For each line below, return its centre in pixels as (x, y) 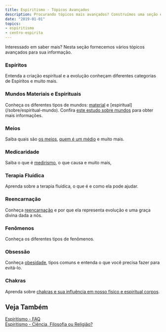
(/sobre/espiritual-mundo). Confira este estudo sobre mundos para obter (79, 110)
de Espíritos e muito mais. (31, 81)
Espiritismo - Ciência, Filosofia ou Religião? (49, 324)
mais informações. (24, 115)
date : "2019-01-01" (25, 19)
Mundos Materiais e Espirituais (43, 94)
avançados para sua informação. (39, 52)
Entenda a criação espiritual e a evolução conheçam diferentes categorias (81, 76)
